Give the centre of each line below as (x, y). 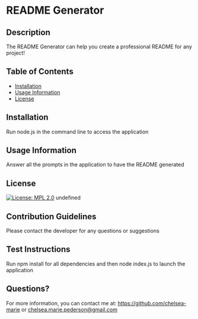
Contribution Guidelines (51, 216)
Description (28, 32)
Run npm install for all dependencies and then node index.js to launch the (96, 264)
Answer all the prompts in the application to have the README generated (95, 165)
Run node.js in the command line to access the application (77, 132)
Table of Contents (40, 72)
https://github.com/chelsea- (152, 303)
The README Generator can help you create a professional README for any (99, 46)
